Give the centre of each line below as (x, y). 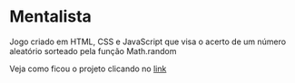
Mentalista (51, 17)
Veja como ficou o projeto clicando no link (88, 69)
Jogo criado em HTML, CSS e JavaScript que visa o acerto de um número (148, 41)
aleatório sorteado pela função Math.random (93, 51)
